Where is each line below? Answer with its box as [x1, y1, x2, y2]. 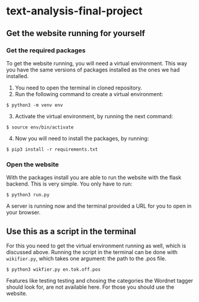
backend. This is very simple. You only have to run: [6, 180, 133, 187]
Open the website [6, 160, 59, 169]
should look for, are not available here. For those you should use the [6, 283, 174, 291]
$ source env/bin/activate [6, 124, 74, 130]
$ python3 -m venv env [6, 102, 63, 108]
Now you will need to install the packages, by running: [14, 134, 149, 142]
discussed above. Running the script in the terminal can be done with [6, 248, 178, 256]
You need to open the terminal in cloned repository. [14, 84, 142, 91]
